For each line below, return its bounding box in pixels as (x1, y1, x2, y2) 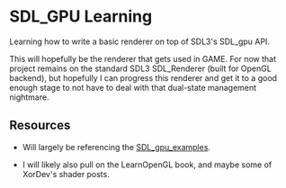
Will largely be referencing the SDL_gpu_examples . (22, 141, 211, 152)
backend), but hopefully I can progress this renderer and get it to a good (9, 72, 277, 83)
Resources (9, 118, 71, 133)
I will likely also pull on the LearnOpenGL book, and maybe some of (22, 159, 273, 170)
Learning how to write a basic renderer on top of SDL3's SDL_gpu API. (9, 36, 270, 47)
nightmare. (9, 92, 49, 103)
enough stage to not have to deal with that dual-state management (9, 82, 257, 93)
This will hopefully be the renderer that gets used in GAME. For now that (9, 53, 277, 64)
